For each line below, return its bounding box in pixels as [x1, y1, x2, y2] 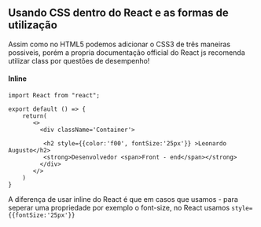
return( [22, 112, 47, 120]
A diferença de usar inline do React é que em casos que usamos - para [8, 195, 238, 204]
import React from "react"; [8, 92, 101, 100]
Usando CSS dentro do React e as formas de [8, 6, 230, 20]
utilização [8, 19, 57, 32]
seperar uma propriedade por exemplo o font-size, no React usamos [8, 203, 230, 213]
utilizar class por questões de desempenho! [8, 56, 150, 65]
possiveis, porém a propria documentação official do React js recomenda [8, 47, 245, 57]
